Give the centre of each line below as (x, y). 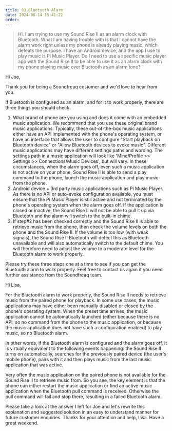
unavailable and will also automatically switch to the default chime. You (88, 243)
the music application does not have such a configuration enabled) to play (84, 328)
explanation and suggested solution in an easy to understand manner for (82, 412)
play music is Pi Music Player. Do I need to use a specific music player (92, 56)
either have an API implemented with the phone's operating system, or (87, 134)
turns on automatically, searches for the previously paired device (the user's (86, 354)
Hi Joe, (13, 77)
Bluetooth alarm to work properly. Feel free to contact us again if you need (84, 270)
